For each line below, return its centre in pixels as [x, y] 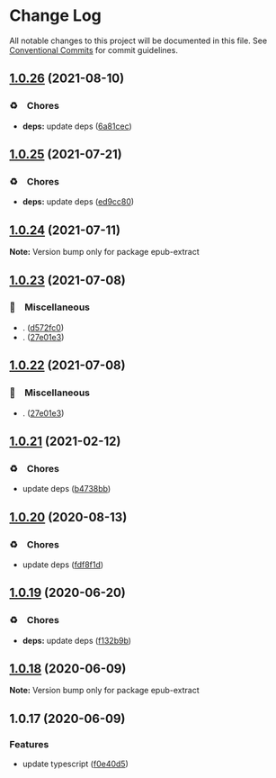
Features [29, 744]
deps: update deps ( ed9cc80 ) [78, 202]
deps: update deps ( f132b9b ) [77, 640]
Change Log [55, 16]
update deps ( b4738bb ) [67, 489]
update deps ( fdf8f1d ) [63, 565]
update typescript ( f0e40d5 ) [75, 764]
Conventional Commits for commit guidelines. [93, 50]
